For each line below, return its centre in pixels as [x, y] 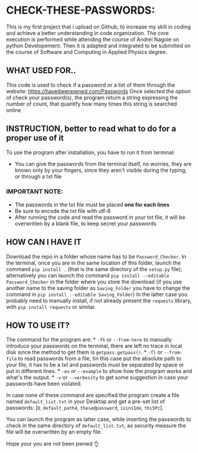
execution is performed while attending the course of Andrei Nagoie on [92, 39]
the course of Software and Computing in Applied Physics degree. [87, 52]
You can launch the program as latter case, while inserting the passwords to [99, 419]
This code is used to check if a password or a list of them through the [91, 85]
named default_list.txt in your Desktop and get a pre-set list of [86, 401]
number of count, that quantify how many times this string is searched [92, 104]
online [14, 110]
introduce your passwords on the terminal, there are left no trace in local [94, 346]
